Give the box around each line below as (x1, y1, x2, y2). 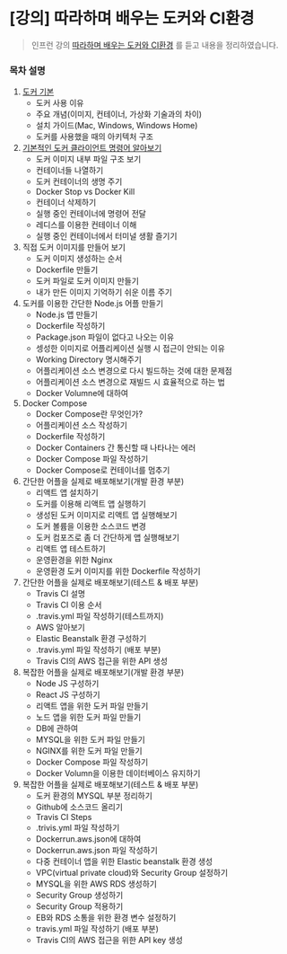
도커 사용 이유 (35, 98, 84, 109)
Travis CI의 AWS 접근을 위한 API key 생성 (35, 935, 184, 946)
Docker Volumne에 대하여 (35, 388, 128, 399)
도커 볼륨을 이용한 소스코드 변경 (35, 521, 146, 532)
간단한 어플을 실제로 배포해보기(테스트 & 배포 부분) (22, 577, 199, 588)
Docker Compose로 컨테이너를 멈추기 (35, 464, 170, 476)
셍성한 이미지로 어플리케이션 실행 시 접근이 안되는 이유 (35, 343, 226, 354)
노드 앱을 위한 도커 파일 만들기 (35, 711, 142, 723)
